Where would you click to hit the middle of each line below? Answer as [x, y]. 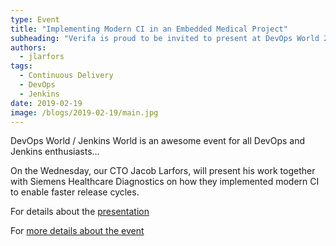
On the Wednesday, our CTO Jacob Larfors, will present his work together [163, 171]
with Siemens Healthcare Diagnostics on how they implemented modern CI [165, 182]
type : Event [35, 19]
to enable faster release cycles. [75, 192]
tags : [21, 66]
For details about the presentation [80, 212]
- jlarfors [42, 57]
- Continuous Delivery [66, 76]
